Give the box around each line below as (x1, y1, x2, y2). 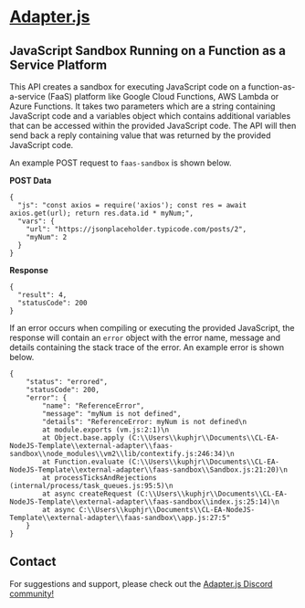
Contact (9, 554, 57, 570)
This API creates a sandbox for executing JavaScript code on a (9, 81, 247, 92)
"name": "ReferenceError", (42, 401, 145, 411)
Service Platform (9, 57, 108, 72)
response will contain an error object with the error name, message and (9, 332, 281, 343)
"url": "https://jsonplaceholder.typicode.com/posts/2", (26, 225, 247, 234)
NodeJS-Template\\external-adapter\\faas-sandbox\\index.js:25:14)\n (9, 497, 280, 507)
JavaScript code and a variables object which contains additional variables (9, 111, 291, 121)
